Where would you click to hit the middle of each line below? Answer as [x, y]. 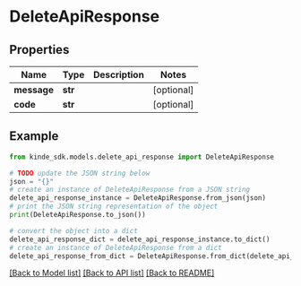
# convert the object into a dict [74, 230]
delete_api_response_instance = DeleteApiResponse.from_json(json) [138, 198]
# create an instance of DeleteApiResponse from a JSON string [130, 190]
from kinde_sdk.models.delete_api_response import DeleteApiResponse [142, 157]
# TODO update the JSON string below [80, 173]
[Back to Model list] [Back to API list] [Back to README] [112, 273]
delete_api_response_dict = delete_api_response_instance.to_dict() [140, 239]
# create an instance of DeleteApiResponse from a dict [116, 247]
